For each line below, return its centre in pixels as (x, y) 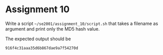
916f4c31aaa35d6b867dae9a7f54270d (42, 48)
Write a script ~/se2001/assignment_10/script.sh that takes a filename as (82, 23)
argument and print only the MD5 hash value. (53, 29)
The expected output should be (38, 39)
